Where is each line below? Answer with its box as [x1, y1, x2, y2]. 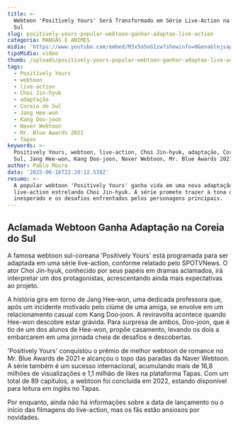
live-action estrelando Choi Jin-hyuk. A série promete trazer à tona [13, 189, 227, 196]
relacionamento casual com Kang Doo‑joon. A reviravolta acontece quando [7, 310, 227, 318]
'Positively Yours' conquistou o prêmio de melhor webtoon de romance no [7, 346, 224, 355]
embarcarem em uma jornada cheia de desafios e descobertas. [7, 333, 193, 341]
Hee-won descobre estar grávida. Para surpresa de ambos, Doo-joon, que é [7, 317, 230, 326]
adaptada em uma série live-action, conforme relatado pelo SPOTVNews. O [7, 258, 228, 267]
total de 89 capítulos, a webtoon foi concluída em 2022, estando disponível [7, 377, 227, 385]
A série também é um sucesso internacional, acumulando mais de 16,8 [7, 361, 213, 370]
